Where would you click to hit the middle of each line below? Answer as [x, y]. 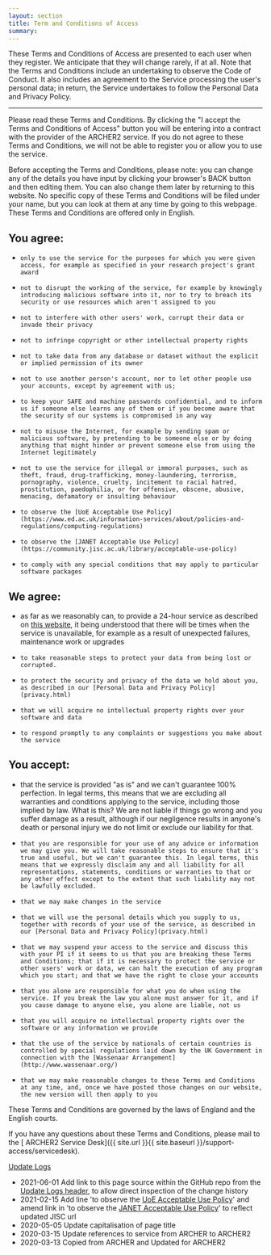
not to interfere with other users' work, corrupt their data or [132, 318]
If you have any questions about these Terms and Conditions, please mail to [134, 1133]
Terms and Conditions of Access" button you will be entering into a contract [134, 128]
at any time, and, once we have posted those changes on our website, [141, 1087]
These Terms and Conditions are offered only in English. [102, 213]
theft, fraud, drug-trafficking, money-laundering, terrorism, [129, 476]
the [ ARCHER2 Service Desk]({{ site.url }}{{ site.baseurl [102, 1142]
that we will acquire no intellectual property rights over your [132, 711]
